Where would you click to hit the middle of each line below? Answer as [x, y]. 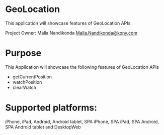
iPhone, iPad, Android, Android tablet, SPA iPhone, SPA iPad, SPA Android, [82, 121]
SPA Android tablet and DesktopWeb [43, 127]
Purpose [23, 53]
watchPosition [27, 82]
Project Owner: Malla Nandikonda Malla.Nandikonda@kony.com [71, 33]
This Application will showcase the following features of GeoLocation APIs [82, 67]
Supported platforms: [51, 108]
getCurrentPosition [32, 77]
